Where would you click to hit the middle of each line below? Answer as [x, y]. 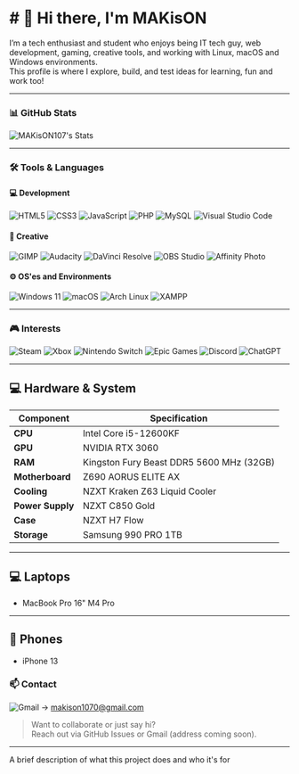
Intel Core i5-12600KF [131, 433]
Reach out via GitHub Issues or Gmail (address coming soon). [144, 734]
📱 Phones [36, 640]
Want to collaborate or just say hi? [93, 724]
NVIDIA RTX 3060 [121, 448]
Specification [179, 418]
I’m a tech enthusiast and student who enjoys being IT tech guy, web [135, 43]
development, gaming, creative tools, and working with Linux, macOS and [144, 52]
